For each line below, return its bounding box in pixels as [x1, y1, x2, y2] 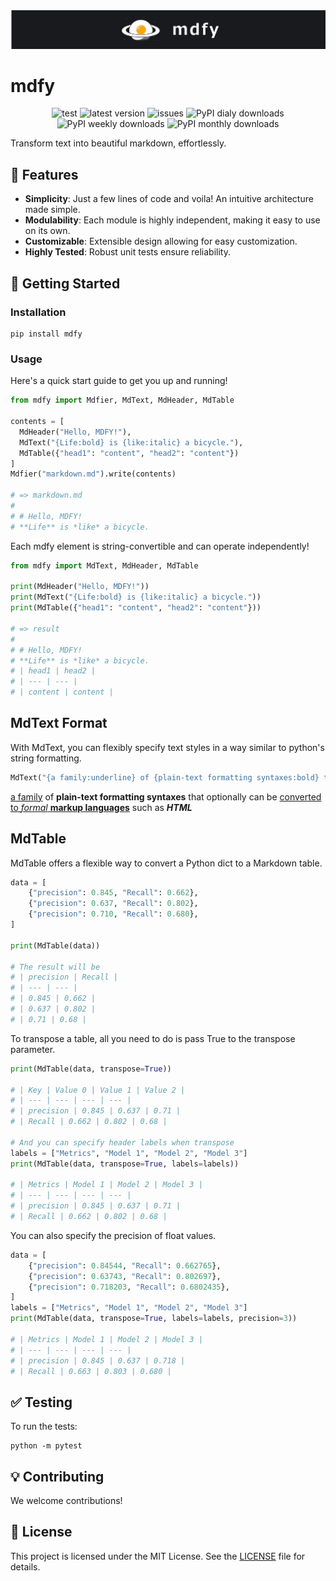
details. [10, 1560, 41, 1573]
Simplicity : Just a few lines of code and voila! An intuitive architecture [24, 193, 314, 205]
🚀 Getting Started [10, 275, 121, 292]
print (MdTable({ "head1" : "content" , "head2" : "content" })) [10, 603, 262, 613]
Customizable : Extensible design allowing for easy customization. [24, 235, 298, 248]
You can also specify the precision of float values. [10, 1229, 217, 1241]
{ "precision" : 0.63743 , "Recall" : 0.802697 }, [28, 1271, 222, 1281]
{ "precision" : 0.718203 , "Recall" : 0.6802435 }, [28, 1282, 230, 1292]
